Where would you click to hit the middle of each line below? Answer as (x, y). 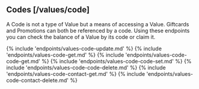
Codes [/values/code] (48, 10)
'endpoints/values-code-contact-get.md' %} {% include (76, 73)
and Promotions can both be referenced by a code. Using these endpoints (98, 30)
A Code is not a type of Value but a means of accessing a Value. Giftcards (98, 24)
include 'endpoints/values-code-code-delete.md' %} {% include (86, 67)
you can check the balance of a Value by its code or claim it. (81, 37)
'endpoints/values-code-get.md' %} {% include (65, 55)
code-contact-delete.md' (38, 80)
